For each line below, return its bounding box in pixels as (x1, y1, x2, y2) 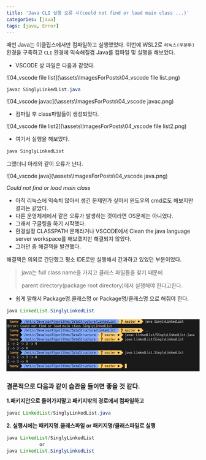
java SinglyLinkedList (6, 148, 64, 154)
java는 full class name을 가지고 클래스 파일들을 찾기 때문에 (21, 269, 163, 276)
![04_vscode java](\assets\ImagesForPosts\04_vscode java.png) (6, 172, 168, 180)
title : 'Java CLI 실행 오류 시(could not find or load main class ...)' (6, 10, 190, 16)
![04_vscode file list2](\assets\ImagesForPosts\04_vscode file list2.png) (6, 123, 187, 130)
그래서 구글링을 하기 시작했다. (15, 220, 86, 227)
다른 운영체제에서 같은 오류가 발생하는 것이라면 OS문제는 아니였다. (15, 212, 174, 220)
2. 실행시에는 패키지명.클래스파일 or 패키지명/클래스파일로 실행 (6, 422, 156, 429)
